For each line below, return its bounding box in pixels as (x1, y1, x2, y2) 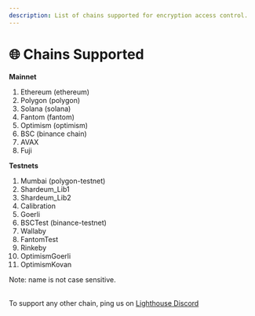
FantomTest (20, 234, 59, 244)
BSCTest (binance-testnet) (20, 218, 107, 227)
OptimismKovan (20, 259, 72, 269)
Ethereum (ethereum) (20, 87, 89, 97)
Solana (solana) (20, 104, 71, 113)
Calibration (20, 201, 56, 211)
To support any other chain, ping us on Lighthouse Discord (9, 298, 199, 307)
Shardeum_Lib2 (20, 193, 71, 202)
